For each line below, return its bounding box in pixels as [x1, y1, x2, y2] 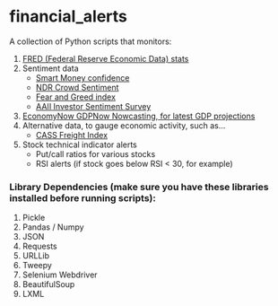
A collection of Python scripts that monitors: [9, 36, 172, 47]
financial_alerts [9, 6, 128, 27]
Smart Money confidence [35, 72, 130, 83]
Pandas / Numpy [22, 222, 84, 232]
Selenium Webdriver [22, 269, 98, 280]
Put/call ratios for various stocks [35, 148, 156, 159]
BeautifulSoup [22, 279, 75, 290]
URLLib [22, 250, 50, 261]
